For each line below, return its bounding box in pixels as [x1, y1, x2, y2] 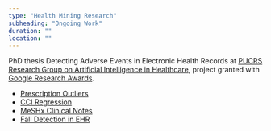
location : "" [8, 34, 52, 43]
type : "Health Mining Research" [8, 11, 117, 20]
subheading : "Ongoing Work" [8, 19, 103, 27]
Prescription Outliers [19, 89, 89, 99]
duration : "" [8, 27, 52, 35]
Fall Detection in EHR [19, 114, 90, 125]
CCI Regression [19, 97, 73, 107]
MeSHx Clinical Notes [19, 106, 93, 116]
